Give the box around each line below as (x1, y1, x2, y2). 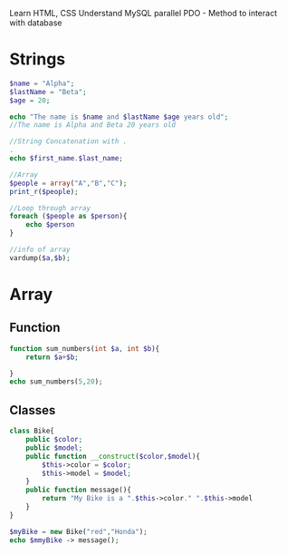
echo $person (25, 220, 75, 229)
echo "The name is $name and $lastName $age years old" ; (9, 112, 229, 121)
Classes (9, 403, 56, 418)
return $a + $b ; (25, 353, 79, 362)
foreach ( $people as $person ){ (9, 212, 128, 221)
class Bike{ (9, 426, 54, 436)
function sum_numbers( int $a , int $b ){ (9, 344, 160, 353)
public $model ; (25, 443, 83, 452)
